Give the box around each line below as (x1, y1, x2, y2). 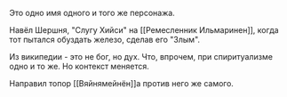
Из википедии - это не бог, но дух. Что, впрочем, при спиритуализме (9, 52, 274, 61)
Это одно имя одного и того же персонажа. (9, 8, 175, 18)
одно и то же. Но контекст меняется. (9, 61, 149, 71)
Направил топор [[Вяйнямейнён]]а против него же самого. (9, 78, 234, 88)
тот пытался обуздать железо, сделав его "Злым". (9, 35, 201, 44)
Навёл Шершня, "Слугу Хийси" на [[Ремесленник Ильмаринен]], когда (9, 25, 279, 35)
